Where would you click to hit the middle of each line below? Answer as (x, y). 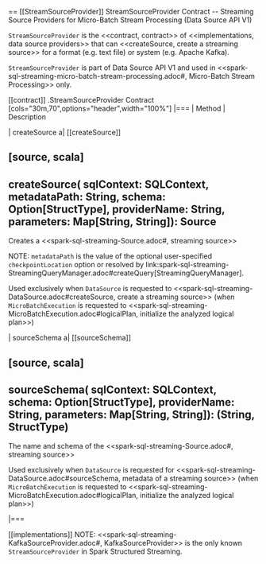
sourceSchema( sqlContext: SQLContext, (112, 389)
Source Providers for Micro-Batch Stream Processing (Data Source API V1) (130, 20)
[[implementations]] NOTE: (52, 535)
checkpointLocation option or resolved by (76, 265)
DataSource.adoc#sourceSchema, (64, 478)
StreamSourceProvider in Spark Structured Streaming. (95, 551)
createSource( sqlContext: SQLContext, (108, 184)
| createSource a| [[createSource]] (65, 132)
